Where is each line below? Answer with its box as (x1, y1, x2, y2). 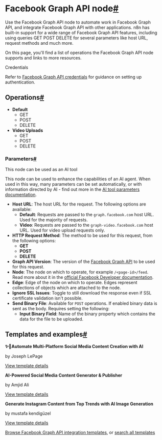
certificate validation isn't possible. (12, 295, 83, 301)
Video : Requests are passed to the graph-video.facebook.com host (19, 222, 153, 228)
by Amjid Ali (5, 381, 29, 387)
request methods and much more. (5, 40, 73, 46)
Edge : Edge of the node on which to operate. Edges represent (12, 280, 138, 286)
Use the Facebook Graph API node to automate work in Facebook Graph (5, 19, 151, 25)
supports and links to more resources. (5, 55, 82, 60)
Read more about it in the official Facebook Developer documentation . (12, 274, 154, 280)
